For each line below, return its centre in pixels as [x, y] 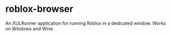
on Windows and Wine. [30, 28]
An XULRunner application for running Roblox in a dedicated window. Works [86, 23]
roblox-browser [39, 9]
